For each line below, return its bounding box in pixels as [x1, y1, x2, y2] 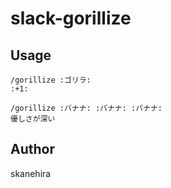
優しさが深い [10, 114, 56, 124]
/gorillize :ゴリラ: [10, 75, 92, 85]
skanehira [10, 167, 52, 179]
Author [10, 141, 55, 158]
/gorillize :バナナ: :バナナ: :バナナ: [10, 103, 163, 113]
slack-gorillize [10, 7, 132, 30]
